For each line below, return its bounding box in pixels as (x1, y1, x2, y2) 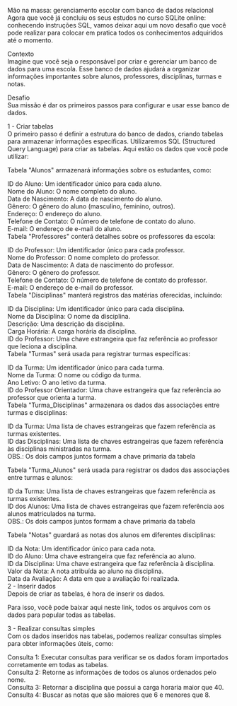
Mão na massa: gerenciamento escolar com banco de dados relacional (7, 6, 214, 14)
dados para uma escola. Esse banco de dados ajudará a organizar (7, 65, 200, 73)
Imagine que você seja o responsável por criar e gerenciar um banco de (7, 57, 217, 66)
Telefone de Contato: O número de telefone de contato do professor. (7, 276, 207, 284)
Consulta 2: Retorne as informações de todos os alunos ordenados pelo (7, 668, 217, 676)
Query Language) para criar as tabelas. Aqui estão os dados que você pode (7, 145, 229, 153)
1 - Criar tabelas (7, 122, 54, 130)
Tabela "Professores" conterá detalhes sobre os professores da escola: (7, 233, 216, 240)
